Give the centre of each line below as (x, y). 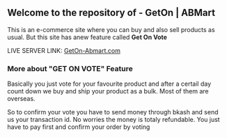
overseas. (22, 99)
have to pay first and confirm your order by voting (79, 127)
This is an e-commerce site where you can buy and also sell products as (111, 29)
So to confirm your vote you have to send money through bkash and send (113, 112)
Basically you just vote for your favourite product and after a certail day (109, 84)
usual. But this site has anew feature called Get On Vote (87, 37)
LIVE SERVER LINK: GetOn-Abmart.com (64, 50)
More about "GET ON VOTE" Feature (70, 68)
